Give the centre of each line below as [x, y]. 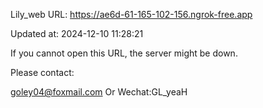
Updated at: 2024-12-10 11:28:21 [77, 33]
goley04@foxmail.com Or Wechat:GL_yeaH [99, 92]
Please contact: [42, 72]
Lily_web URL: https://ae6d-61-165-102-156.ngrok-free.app [131, 14]
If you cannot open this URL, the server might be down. [124, 53]
